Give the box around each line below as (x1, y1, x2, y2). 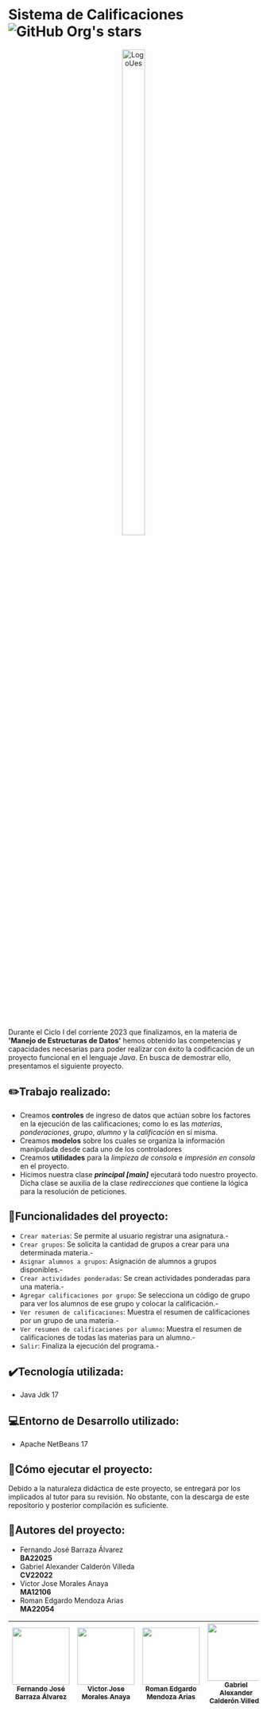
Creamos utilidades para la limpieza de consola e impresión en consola (19, 1152, 256, 1162)
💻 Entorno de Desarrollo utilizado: (8, 1414, 180, 1427)
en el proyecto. (19, 1161, 70, 1171)
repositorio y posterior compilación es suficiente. (8, 1501, 169, 1510)
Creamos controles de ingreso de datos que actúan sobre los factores (19, 1110, 251, 1120)
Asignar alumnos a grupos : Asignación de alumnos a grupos (19, 1256, 217, 1266)
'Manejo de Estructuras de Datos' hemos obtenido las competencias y (8, 1035, 242, 1045)
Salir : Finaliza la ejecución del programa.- (19, 1341, 160, 1350)
